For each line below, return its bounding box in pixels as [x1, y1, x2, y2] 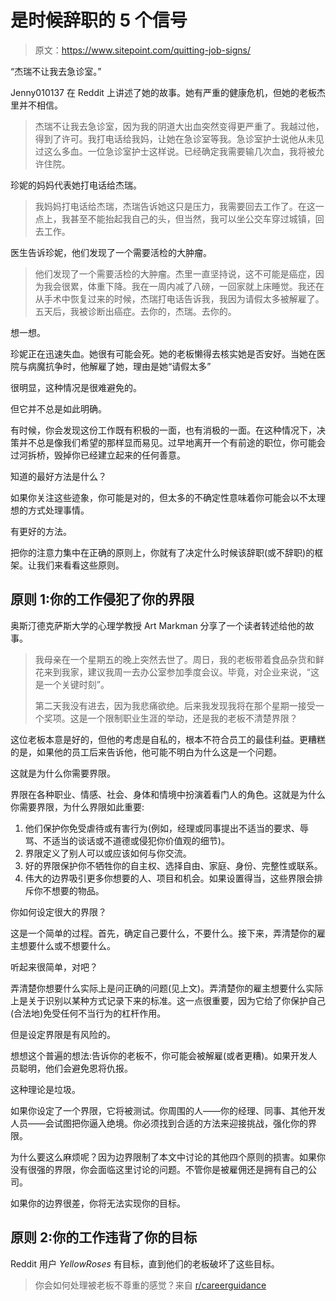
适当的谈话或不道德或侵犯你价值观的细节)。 [51, 834, 230, 846]
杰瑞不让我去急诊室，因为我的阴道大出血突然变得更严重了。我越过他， [34, 120, 325, 132]
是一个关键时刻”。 [34, 678, 110, 690]
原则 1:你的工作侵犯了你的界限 [10, 591, 195, 608]
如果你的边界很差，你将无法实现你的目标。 [10, 1197, 186, 1209]
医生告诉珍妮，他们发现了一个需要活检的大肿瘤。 [10, 246, 212, 258]
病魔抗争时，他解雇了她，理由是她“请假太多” [27, 360, 212, 372]
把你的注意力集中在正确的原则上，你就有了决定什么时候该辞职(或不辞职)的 [10, 546, 315, 558]
